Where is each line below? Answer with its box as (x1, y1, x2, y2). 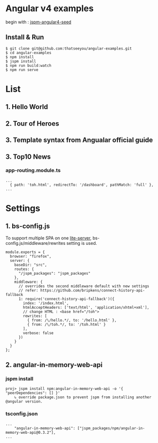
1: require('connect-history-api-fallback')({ (18, 296, 115, 301)
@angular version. (5, 399, 43, 404)
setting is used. (66, 240, 97, 246)
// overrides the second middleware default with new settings (18, 283, 150, 289)
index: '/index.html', (23, 300, 69, 306)
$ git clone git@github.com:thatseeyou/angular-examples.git (5, 46, 132, 51)
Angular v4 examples (5, 3, 94, 14)
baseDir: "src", (14, 262, 48, 267)
